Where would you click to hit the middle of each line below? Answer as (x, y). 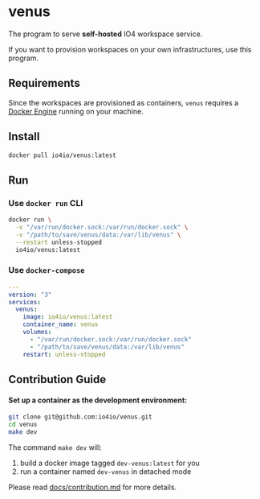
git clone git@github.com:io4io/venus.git (80, 417)
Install (24, 136)
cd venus (23, 425)
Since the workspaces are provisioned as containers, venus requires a (124, 102)
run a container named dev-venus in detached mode (106, 471)
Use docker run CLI (46, 203)
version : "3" (30, 295)
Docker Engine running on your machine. (76, 111)
